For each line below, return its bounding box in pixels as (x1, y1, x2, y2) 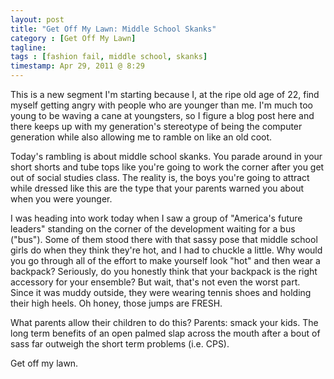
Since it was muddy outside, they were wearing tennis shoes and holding (10, 287, 312, 298)
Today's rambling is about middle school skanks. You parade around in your (10, 151, 323, 162)
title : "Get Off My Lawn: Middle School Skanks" (10, 24, 217, 34)
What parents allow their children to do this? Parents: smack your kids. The (10, 317, 319, 328)
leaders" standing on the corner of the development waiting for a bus (10, 223, 296, 235)
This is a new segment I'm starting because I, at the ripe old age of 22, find (10, 89, 320, 100)
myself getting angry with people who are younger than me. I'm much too (10, 99, 313, 111)
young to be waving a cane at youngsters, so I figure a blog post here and (10, 110, 315, 121)
